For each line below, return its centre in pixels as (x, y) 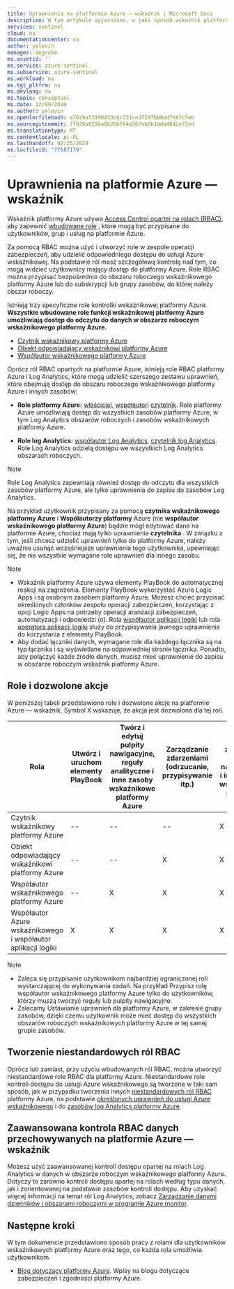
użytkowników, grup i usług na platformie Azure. (76, 233)
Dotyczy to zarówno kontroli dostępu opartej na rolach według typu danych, (116, 1182)
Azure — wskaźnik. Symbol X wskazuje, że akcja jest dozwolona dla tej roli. (116, 710)
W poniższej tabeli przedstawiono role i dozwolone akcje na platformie (109, 703)
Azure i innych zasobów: (42, 391)
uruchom (86, 762)
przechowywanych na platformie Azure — (100, 1139)
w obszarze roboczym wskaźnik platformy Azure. (88, 664)
